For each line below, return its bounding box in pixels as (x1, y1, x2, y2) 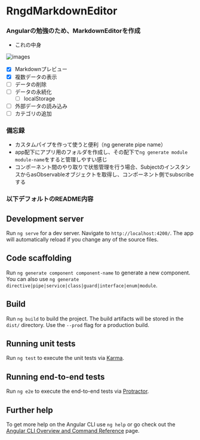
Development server (6, 213, 84, 224)
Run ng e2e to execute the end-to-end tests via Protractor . (6, 387, 149, 395)
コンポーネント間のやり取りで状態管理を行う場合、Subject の (14, 163, 165, 171)
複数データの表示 (14, 73, 57, 80)
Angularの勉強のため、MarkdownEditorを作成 (6, 27, 141, 35)
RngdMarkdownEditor (6, 4, 118, 18)
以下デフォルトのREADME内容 (6, 195, 94, 203)
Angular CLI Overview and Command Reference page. (6, 427, 140, 435)
